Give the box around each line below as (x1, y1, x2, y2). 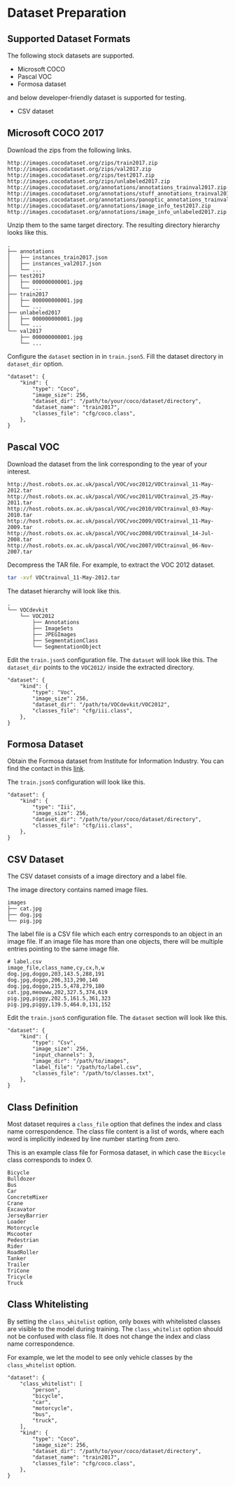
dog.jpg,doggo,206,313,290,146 (7, 977, 99, 984)
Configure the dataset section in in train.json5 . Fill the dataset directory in (7, 352, 224, 360)
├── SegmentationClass (32, 637, 99, 644)
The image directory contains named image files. (7, 886, 148, 894)
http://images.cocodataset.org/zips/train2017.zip (7, 159, 158, 166)
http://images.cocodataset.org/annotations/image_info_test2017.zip (7, 202, 211, 209)
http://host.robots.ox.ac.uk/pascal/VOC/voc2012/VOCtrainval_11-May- (7, 481, 215, 488)
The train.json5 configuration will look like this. (7, 778, 145, 786)
